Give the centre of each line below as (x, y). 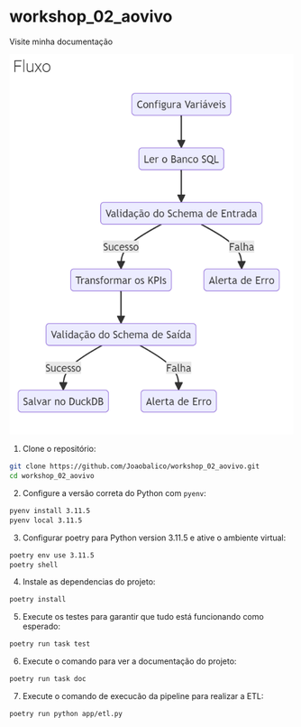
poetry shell (34, 565)
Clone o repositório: (59, 449)
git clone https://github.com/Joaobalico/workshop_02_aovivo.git (134, 466)
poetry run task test (50, 644)
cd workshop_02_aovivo (52, 476)
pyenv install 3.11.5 (50, 511)
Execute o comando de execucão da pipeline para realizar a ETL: (143, 696)
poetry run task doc (48, 679)
